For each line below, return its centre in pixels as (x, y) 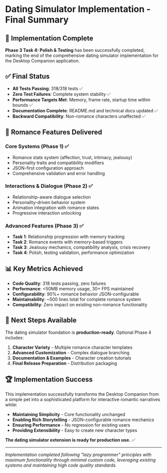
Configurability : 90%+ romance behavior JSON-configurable (76, 294)
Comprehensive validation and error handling (59, 173)
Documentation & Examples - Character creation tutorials (72, 358)
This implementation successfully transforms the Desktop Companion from (82, 394)
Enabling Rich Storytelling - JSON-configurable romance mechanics (83, 420)
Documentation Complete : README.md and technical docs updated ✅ (85, 110)
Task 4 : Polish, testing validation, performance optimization (73, 252)
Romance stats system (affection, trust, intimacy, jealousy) (72, 157)
